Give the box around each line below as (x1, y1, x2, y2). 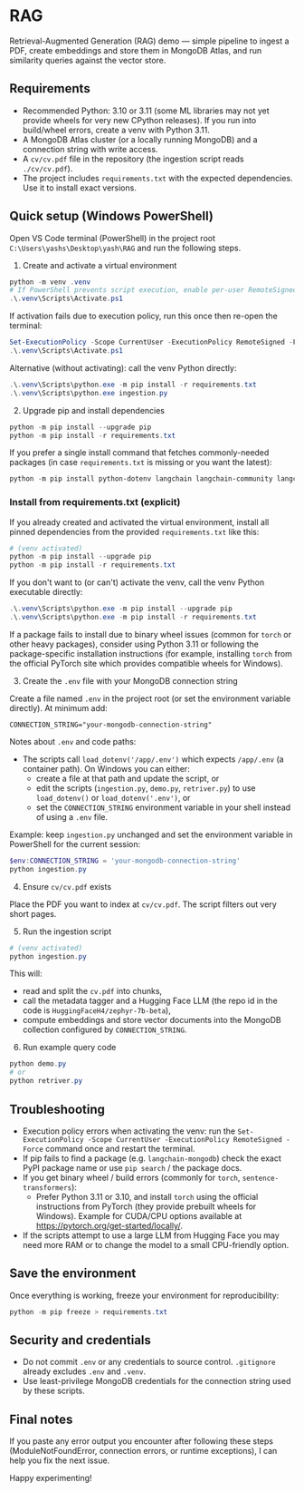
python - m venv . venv (9, 278, 91, 287)
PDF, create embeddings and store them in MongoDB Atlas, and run (9, 44, 262, 55)
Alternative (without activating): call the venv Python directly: (9, 362, 237, 373)
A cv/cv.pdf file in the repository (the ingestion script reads (22, 153, 244, 164)
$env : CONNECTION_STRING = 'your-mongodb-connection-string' (9, 856, 242, 865)
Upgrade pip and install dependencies (22, 405, 166, 415)
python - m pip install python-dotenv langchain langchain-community (9, 474, 273, 483)
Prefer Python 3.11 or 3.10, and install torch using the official (35, 1191, 259, 1202)
